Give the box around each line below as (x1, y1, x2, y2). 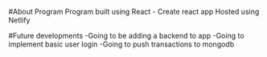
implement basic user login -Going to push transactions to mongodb (8, 39, 235, 49)
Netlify (8, 15, 31, 25)
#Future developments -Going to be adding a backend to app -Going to (8, 31, 244, 40)
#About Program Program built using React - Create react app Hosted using (8, 7, 260, 16)
